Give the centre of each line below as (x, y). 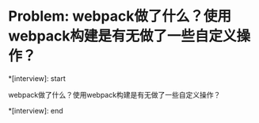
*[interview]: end (36, 110)
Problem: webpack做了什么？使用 (120, 16)
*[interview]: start (37, 78)
